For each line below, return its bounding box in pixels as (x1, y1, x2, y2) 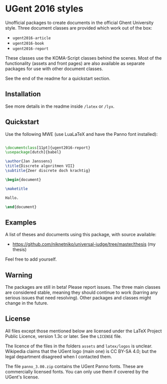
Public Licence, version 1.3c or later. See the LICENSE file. (5, 333, 122, 339)
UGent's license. (5, 374, 39, 380)
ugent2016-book (12, 41, 44, 46)
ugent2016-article (12, 36, 51, 41)
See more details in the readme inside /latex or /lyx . (5, 103, 115, 109)
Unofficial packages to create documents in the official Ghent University (5, 20, 154, 26)
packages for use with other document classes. (5, 66, 103, 72)
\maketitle (5, 186, 28, 191)
